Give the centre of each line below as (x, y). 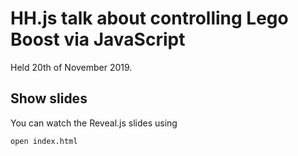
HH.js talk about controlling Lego (149, 18)
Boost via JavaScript (98, 39)
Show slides (49, 98)
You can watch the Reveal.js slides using (94, 123)
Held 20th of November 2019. (71, 67)
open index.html (44, 141)
